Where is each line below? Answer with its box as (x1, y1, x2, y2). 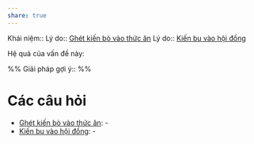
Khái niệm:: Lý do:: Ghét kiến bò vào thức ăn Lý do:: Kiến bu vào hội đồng (7, 33, 246, 43)
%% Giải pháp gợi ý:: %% (7, 64, 92, 74)
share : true (7, 11, 47, 20)
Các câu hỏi (7, 92, 87, 109)
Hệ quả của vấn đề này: (7, 48, 85, 58)
